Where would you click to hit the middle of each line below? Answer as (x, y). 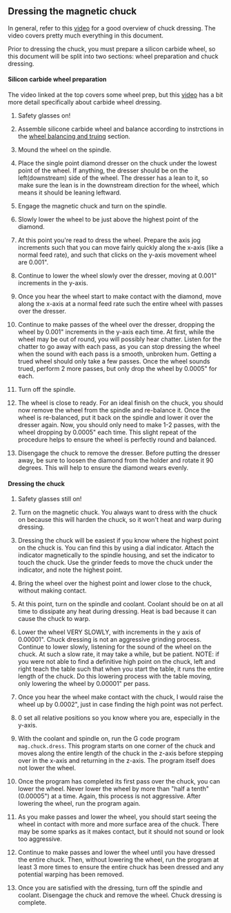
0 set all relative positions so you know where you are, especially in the (119, 718)
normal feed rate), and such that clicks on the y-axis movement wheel (117, 255)
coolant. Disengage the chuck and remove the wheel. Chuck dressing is (120, 895)
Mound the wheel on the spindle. (64, 150)
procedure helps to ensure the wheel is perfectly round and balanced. (117, 440)
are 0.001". (33, 262)
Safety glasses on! (44, 116)
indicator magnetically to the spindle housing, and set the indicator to (116, 555)
